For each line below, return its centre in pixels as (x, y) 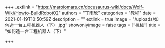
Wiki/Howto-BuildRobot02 (32, 13)
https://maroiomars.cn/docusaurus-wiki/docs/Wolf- (91, 7)
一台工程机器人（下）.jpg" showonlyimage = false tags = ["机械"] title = (87, 25)
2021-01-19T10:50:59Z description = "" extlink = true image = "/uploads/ (80, 19)
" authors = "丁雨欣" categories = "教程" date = (107, 13)
